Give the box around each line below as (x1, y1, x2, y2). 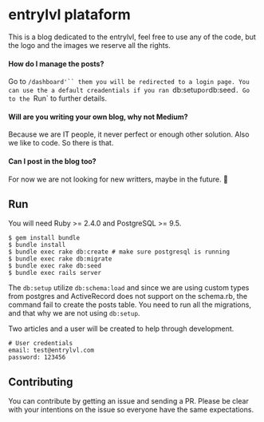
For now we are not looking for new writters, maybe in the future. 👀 (8, 174, 229, 184)
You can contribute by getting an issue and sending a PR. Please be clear (8, 396, 249, 406)
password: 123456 (8, 353, 66, 361)
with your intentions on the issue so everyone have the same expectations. (8, 405, 254, 415)
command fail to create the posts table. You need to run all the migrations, (8, 300, 251, 309)
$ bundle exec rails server (8, 269, 102, 277)
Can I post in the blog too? (8, 156, 97, 165)
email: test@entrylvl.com (8, 346, 94, 355)
